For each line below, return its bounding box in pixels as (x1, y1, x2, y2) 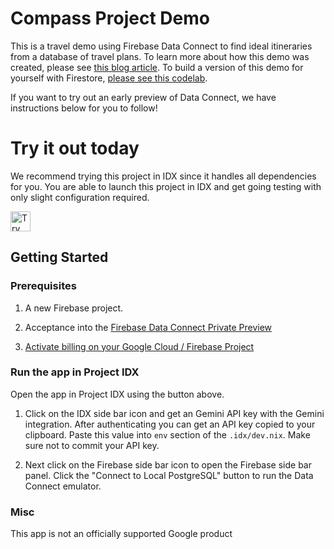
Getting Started (10, 249, 109, 266)
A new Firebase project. (24, 302, 124, 314)
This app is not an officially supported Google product (10, 528, 233, 540)
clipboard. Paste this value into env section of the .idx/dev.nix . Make (24, 428, 311, 441)
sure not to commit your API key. (24, 439, 160, 451)
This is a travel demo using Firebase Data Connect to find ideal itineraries (10, 40, 313, 52)
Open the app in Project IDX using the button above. (10, 388, 225, 400)
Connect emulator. (24, 480, 102, 492)
